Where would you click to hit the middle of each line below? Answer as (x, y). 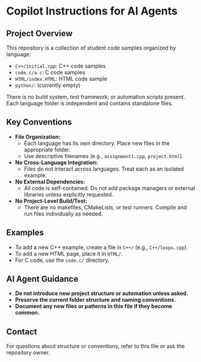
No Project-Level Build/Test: (51, 201)
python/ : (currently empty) (48, 85)
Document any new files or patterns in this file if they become (94, 306)
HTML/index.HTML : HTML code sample (61, 79)
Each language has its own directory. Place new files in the (97, 143)
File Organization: (38, 136)
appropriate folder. (47, 150)
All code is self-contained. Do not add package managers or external (110, 188)
